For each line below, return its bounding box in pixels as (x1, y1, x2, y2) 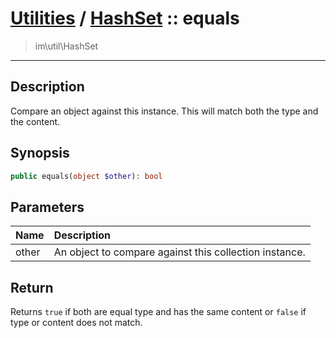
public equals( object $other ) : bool (10, 171, 163, 181)
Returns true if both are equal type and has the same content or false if (10, 306, 307, 318)
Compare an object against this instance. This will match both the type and (10, 105, 319, 117)
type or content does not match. (10, 317, 143, 329)
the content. (10, 115, 61, 127)
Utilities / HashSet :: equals (10, 7, 240, 30)
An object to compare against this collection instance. (53, 245, 306, 259)
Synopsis (10, 145, 70, 162)
